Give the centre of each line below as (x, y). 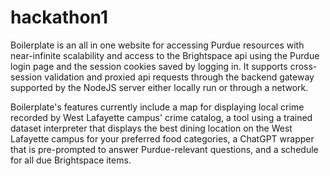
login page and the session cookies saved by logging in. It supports (149, 66)
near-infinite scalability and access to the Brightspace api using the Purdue (165, 55)
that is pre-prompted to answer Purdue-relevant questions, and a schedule (164, 149)
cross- (303, 66)
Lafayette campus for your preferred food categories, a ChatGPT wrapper (162, 138)
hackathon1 (59, 17)
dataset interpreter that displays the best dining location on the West (151, 128)
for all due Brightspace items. (71, 160)
